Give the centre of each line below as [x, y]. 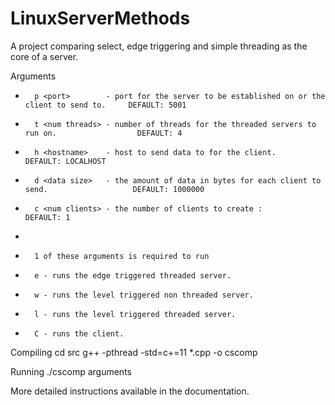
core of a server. [44, 56]
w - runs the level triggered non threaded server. [144, 295]
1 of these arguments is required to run [122, 256]
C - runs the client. [79, 333]
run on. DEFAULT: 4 [103, 133]
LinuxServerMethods [100, 18]
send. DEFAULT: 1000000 [114, 189]
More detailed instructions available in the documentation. [130, 391]
